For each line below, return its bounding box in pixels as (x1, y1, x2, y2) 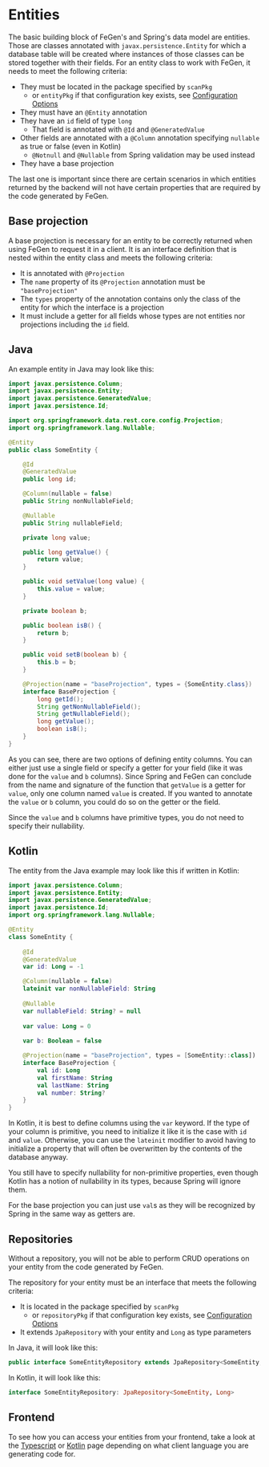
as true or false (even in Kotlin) (19, 141, 122, 151)
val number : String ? (37, 1089, 106, 1097)
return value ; (37, 555, 84, 563)
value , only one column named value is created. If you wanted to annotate (8, 788, 253, 798)
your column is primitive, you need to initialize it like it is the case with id (8, 1127, 247, 1136)
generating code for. (8, 1449, 76, 1458)
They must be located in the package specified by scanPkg (19, 82, 213, 91)
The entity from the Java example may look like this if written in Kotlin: (8, 865, 240, 876)
